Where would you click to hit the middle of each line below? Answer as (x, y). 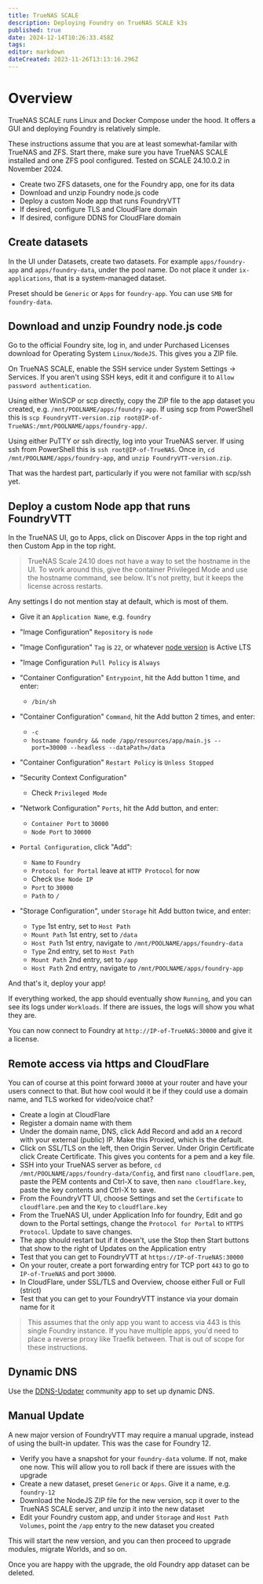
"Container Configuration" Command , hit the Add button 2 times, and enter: (137, 716)
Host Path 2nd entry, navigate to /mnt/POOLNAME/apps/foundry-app (137, 968)
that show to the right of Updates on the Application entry (113, 1249)
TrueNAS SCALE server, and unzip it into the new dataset (112, 1508)
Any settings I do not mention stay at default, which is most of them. (119, 601)
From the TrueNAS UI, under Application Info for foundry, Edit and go (131, 1215)
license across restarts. (65, 587)
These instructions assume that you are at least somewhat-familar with (123, 143)
